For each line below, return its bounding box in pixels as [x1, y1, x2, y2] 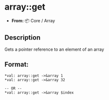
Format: [4, 60, 29, 69]
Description [4, 33, 41, 42]
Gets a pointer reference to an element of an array [4, 46, 104, 52]
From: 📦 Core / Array [11, 17, 55, 23]
